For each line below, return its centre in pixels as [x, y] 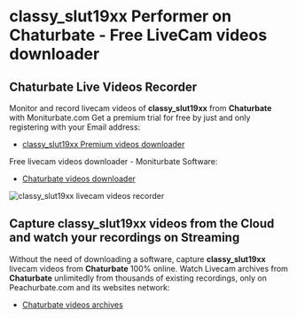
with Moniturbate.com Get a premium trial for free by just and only [130, 118]
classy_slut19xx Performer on [121, 16]
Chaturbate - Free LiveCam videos [138, 35]
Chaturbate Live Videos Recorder [103, 87]
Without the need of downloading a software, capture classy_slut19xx [137, 258]
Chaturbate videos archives [73, 305]
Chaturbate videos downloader [78, 179]
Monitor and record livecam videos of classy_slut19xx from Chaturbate [141, 108]
